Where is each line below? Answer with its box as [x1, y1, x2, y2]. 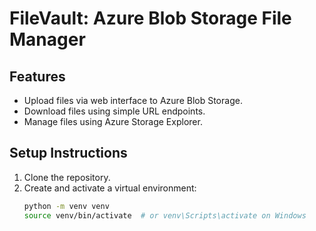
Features [9, 68, 66, 85]
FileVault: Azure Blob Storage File [9, 7, 292, 30]
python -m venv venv [23, 201, 110, 211]
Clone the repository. [23, 171, 111, 183]
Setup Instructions [9, 145, 128, 162]
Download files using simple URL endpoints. [23, 105, 206, 117]
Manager [9, 28, 86, 51]
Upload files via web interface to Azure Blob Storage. [23, 95, 243, 106]
